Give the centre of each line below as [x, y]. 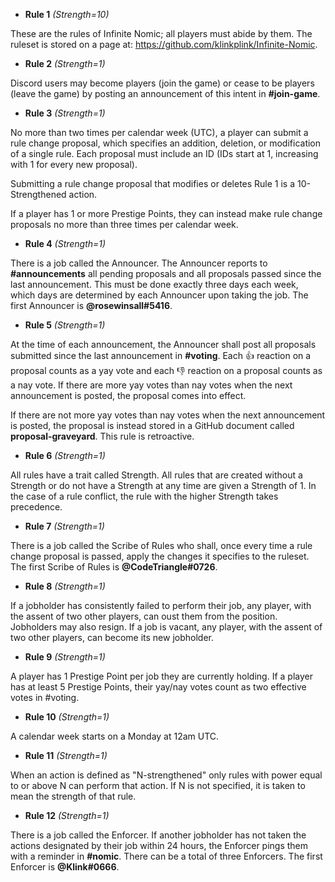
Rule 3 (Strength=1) [65, 113]
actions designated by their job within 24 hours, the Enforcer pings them [159, 845]
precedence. [36, 507]
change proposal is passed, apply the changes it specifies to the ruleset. [160, 556]
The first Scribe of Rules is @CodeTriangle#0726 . [114, 567]
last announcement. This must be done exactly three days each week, [154, 284]
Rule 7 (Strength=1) [64, 526]
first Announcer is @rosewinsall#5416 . [91, 305]
